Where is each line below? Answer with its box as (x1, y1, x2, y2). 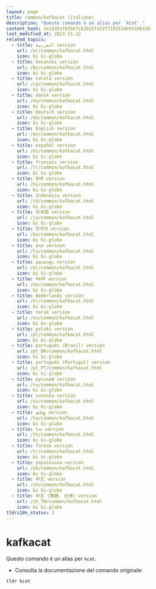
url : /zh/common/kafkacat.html (17, 482, 95, 488)
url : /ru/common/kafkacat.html (17, 381, 95, 388)
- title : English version (11, 126, 76, 132)
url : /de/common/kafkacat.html (17, 114, 95, 120)
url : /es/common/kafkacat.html (17, 148, 95, 154)
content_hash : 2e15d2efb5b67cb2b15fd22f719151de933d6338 (6, 25, 151, 32)
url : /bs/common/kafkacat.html (17, 64, 95, 71)
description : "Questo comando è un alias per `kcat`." (6, 20, 145, 26)
